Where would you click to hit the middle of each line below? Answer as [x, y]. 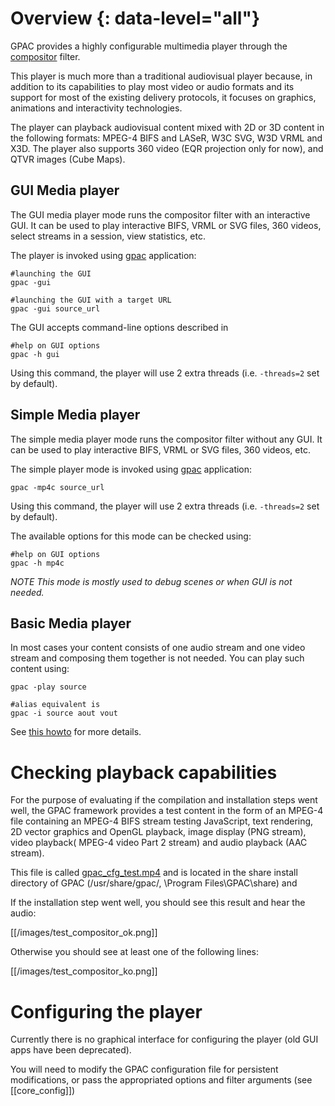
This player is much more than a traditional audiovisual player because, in [161, 76]
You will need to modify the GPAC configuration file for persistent [144, 1069]
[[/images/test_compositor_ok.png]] [84, 933]
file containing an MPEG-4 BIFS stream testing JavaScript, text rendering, [162, 821]
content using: [40, 669]
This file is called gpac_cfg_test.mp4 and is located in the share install [154, 873]
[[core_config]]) [43, 1091]
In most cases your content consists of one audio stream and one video [158, 648]
